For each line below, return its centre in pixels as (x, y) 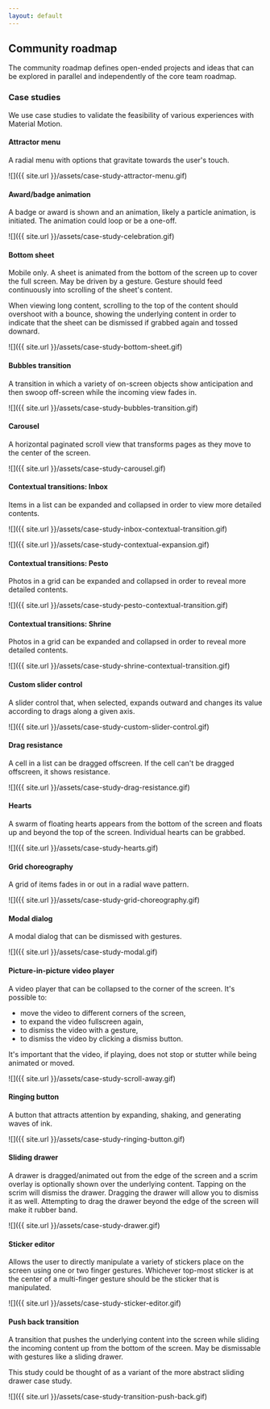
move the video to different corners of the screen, (103, 1013)
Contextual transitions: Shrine (60, 623)
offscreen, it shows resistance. (59, 771)
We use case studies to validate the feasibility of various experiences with (131, 115)
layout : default (35, 16)
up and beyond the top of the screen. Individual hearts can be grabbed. (127, 832)
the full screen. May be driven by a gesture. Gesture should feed (116, 281)
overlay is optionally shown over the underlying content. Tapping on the (127, 1184)
